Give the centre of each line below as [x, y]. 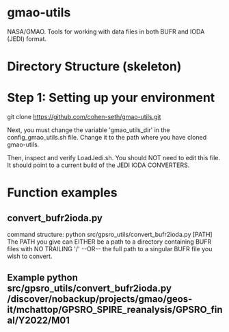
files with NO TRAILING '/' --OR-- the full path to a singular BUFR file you [110, 249]
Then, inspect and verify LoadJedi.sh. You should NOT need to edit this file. [114, 158]
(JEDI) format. [27, 38]
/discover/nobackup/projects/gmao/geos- [100, 299]
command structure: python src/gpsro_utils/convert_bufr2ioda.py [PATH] [110, 235]
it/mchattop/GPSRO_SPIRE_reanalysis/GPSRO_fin [115, 310]
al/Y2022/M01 [39, 321]
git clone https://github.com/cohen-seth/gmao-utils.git [84, 117]
